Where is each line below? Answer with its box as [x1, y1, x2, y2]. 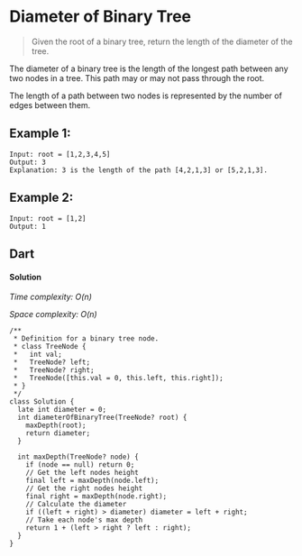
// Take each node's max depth [25, 515, 143, 524]
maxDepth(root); [25, 421, 87, 430]
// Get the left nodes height [25, 469, 140, 478]
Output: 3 [9, 158, 47, 167]
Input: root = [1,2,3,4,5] [9, 150, 111, 159]
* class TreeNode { [13, 342, 87, 351]
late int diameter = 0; [17, 406, 106, 415]
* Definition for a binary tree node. [13, 334, 160, 343]
